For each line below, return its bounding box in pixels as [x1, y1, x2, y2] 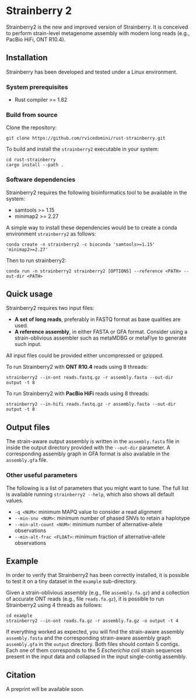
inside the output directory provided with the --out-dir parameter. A [6, 444, 170, 451]
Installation [6, 53, 48, 63]
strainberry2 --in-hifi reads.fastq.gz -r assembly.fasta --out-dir [6, 402, 176, 407]
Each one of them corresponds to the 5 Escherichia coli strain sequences [6, 647, 183, 654]
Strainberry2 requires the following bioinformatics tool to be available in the [6, 189, 187, 196]
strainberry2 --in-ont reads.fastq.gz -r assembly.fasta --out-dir [6, 375, 174, 381]
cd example [6, 613, 33, 619]
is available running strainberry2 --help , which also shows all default [6, 490, 174, 497]
